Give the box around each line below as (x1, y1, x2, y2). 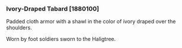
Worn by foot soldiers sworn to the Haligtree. (6, 36, 116, 43)
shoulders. (6, 24, 33, 31)
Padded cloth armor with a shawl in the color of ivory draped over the (6, 18, 176, 25)
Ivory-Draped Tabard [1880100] (6, 5, 100, 13)
